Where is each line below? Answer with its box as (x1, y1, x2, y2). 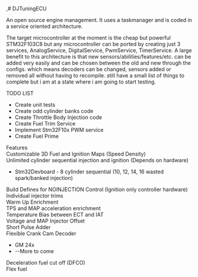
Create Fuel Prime (14, 133, 59, 140)
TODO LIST (6, 90, 34, 96)
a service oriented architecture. (6, 23, 83, 30)
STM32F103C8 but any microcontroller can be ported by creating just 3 (6, 41, 181, 47)
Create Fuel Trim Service (14, 120, 76, 127)
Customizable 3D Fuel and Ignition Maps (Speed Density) (6, 150, 146, 157)
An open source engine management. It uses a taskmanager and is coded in (6, 17, 193, 23)
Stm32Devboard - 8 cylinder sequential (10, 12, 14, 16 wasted (14, 168, 164, 175)
